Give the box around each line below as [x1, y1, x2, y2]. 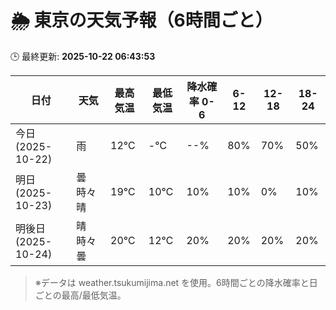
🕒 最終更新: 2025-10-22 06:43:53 [10, 50, 156, 62]
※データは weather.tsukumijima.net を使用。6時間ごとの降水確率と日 [34, 276, 318, 288]
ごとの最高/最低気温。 [34, 289, 127, 301]
